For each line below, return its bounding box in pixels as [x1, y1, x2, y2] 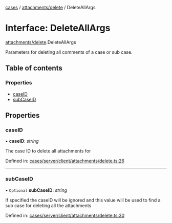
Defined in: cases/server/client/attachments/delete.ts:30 [5, 212, 124, 218]
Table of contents [5, 64, 62, 73]
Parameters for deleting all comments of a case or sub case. [5, 49, 133, 55]
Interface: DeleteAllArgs [5, 23, 111, 34]
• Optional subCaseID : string [5, 187, 68, 193]
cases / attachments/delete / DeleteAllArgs [5, 5, 96, 10]
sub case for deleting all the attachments [5, 202, 92, 209]
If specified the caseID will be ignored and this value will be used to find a [5, 197, 161, 203]
